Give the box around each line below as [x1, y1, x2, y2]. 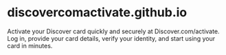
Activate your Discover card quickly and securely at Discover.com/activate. [7, 27, 220, 35]
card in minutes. [7, 41, 53, 50]
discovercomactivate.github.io [7, 5, 188, 20]
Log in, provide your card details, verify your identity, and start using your [7, 34, 215, 42]
